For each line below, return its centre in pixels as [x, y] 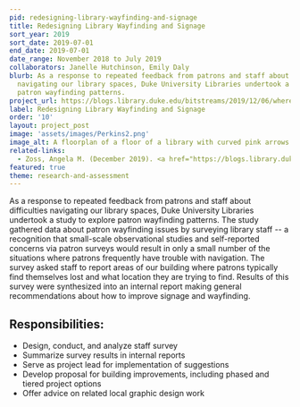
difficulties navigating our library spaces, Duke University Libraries [132, 210]
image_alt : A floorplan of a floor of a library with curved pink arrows [150, 142]
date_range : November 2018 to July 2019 [86, 59]
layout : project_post [50, 126]
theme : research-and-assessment [69, 175]
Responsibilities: [57, 324]
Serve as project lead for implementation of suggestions [125, 365]
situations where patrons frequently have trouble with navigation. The [137, 258]
